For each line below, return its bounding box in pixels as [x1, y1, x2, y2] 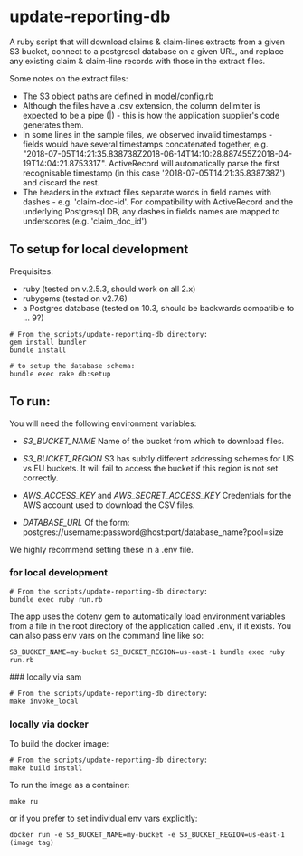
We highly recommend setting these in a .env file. [9, 544, 194, 555]
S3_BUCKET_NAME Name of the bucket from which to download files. [22, 435, 285, 446]
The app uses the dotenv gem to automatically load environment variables [9, 611, 286, 622]
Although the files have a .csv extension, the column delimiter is [22, 100, 260, 110]
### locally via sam [9, 671, 82, 682]
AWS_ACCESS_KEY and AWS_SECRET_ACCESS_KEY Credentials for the [22, 490, 292, 500]
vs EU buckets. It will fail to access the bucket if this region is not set [22, 462, 279, 473]
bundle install [9, 346, 67, 355]
